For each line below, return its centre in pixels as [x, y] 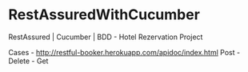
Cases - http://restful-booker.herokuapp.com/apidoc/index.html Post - [124, 52]
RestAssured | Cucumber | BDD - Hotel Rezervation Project [106, 37]
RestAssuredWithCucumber [104, 15]
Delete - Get [28, 61]
